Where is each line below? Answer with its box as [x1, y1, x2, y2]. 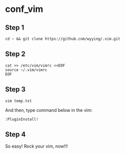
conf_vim [5, 3, 43, 15]
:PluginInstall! [5, 117, 39, 122]
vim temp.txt [5, 98, 32, 103]
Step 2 [5, 50, 26, 58]
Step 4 [5, 130, 26, 139]
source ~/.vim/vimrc [5, 67, 48, 73]
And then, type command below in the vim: [5, 107, 93, 113]
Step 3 [5, 85, 26, 94]
